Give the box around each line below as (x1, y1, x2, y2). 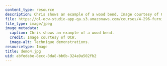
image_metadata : (5, 26, 39, 31)
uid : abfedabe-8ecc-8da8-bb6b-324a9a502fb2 (5, 53, 97, 59)
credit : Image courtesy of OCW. (9, 35, 77, 40)
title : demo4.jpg (5, 49, 41, 54)
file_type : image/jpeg (5, 21, 52, 26)
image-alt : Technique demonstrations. (9, 40, 90, 45)
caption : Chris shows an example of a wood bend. (9, 30, 114, 35)
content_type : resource (5, 7, 55, 12)
